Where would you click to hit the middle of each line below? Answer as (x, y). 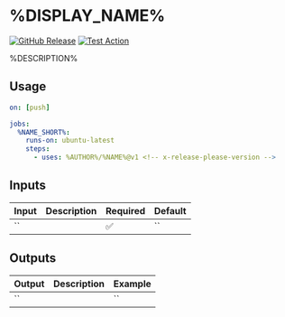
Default (170, 210)
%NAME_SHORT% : (44, 132)
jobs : (19, 124)
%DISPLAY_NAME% (87, 16)
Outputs (33, 258)
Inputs (28, 186)
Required (125, 210)
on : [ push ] (30, 107)
